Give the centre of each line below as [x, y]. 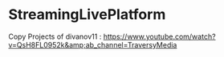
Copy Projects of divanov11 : [55, 36]
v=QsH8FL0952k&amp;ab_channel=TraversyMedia [93, 44]
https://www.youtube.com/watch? [159, 36]
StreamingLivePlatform [87, 15]
